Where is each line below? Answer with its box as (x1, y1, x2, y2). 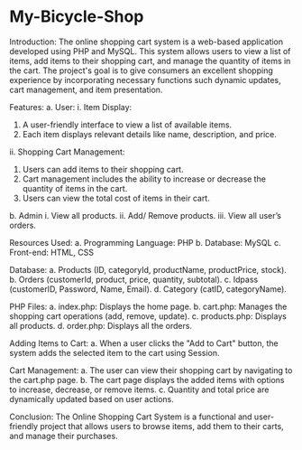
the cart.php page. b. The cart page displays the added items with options (9, 374, 285, 385)
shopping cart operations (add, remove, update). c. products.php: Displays (9, 310, 287, 322)
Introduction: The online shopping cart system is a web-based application (9, 36, 284, 47)
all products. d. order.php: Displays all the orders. (9, 320, 192, 331)
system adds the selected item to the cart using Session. (9, 347, 220, 358)
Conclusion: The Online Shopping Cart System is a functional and (9, 411, 252, 422)
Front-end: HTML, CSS (9, 247, 95, 258)
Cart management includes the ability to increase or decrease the (22, 173, 266, 184)
